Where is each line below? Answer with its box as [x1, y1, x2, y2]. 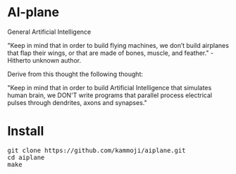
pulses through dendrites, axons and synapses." [7, 98, 147, 106]
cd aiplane [7, 153, 45, 161]
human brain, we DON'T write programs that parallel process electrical [7, 91, 213, 99]
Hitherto [7, 56, 32, 64]
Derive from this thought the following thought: [7, 70, 143, 78]
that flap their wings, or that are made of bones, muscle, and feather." [7, 49, 209, 57]
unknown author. [32, 56, 82, 64]
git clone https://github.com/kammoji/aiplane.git [7, 146, 186, 154]
